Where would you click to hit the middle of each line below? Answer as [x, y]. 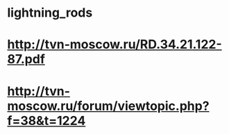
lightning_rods [50, 13]
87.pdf [26, 59]
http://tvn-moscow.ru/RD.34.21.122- [114, 45]
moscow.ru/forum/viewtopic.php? [108, 106]
